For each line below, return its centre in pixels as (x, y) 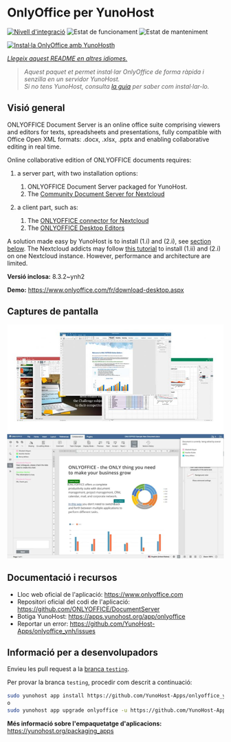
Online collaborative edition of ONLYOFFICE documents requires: (99, 160)
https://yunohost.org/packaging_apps (60, 731)
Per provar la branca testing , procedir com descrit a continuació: (100, 682)
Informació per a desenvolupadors (82, 653)
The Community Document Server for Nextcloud (96, 193)
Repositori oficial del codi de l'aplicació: (74, 602)
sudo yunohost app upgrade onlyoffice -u (67, 710)
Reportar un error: (43, 624)
